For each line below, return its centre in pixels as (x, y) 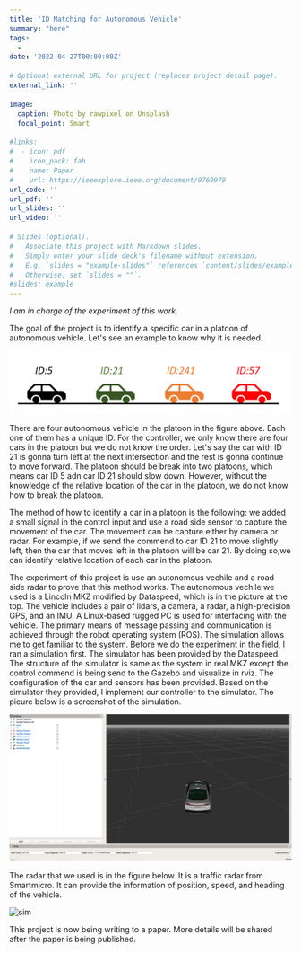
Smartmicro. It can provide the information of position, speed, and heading (147, 885)
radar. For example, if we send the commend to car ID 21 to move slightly (144, 541)
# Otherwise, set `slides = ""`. (76, 275)
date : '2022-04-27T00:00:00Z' (66, 57)
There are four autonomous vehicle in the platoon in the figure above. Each (147, 428)
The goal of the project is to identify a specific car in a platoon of (129, 329)
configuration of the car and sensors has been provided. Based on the (139, 683)
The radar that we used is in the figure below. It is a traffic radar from (137, 875)
